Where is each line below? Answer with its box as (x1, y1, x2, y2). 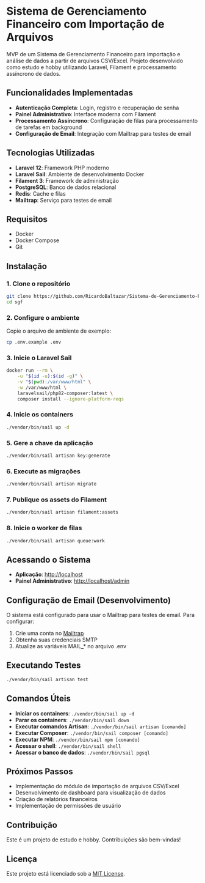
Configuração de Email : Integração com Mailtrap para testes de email (15, 130, 192, 137)
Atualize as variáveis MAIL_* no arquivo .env (15, 643, 127, 650)
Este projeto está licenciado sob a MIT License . (6, 870, 125, 877)
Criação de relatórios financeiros (15, 796, 98, 803)
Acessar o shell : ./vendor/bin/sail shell (15, 742, 121, 750)
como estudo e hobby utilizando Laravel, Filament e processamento (6, 63, 177, 71)
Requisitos (6, 214, 48, 224)
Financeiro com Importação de (6, 17, 165, 31)
